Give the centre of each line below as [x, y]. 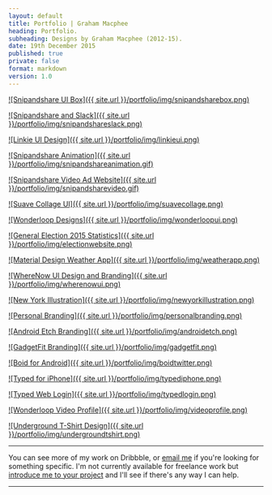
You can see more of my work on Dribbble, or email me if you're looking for [134, 457]
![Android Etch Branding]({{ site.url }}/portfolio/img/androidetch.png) [123, 331]
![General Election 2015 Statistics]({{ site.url [81, 235]
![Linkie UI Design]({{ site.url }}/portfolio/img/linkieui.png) [104, 140]
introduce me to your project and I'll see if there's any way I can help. [124, 475]
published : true [36, 54]
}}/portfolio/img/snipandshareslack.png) [76, 123]
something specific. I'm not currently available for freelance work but [123, 466]
